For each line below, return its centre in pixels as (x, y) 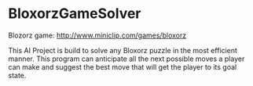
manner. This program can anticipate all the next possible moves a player (126, 59)
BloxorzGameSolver (75, 14)
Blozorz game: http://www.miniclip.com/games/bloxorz (97, 35)
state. (17, 75)
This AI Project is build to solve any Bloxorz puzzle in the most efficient (123, 50)
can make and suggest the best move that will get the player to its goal (123, 66)
